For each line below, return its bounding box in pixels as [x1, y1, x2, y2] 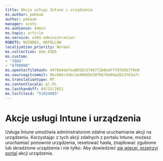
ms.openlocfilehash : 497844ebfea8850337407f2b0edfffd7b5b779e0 [5, 68, 140, 73]
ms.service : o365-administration [5, 35, 75, 40]
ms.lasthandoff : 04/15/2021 [5, 86, 64, 91]
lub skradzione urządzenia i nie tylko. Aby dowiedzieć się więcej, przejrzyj [5, 145, 158, 151]
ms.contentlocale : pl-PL [5, 81, 57, 86]
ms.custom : [5, 53, 28, 59]
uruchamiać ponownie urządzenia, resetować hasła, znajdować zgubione [5, 139, 156, 145]
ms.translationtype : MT [5, 77, 55, 82]
